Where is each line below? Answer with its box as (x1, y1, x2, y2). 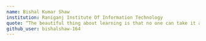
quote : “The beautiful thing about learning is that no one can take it (6, 20, 196, 26)
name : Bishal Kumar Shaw (6, 8, 70, 15)
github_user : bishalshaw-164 (6, 25, 81, 32)
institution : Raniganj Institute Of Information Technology (6, 14, 164, 20)
